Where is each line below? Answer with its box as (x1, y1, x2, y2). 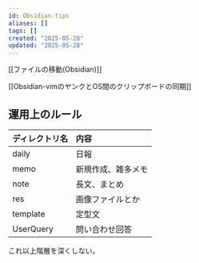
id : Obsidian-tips (8, 11, 70, 20)
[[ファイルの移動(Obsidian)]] (8, 65, 102, 75)
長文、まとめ (75, 178, 124, 189)
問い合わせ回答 (75, 224, 132, 235)
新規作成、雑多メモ (75, 164, 148, 175)
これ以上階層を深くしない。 (8, 245, 100, 255)
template (12, 208, 46, 219)
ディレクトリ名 (12, 133, 68, 144)
